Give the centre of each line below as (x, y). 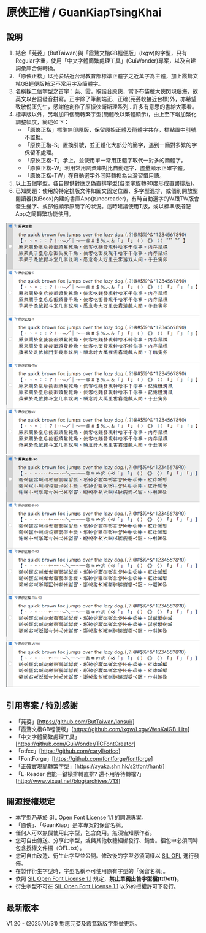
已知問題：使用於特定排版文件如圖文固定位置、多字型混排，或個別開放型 (106, 191)
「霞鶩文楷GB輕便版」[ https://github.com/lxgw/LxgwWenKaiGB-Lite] (102, 729)
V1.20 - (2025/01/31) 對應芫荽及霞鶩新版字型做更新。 (73, 924)
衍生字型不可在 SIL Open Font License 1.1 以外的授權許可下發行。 (97, 886)
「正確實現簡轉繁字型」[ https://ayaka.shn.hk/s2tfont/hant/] (90, 766)
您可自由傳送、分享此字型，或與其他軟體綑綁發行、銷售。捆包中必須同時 (106, 840)
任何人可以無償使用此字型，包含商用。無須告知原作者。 (85, 833)
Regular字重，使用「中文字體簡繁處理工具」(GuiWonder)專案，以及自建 (105, 61)
